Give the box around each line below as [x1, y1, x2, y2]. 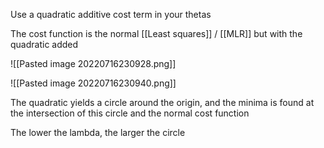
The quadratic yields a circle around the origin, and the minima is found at [10, 97, 315, 108]
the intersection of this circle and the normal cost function [10, 107, 250, 119]
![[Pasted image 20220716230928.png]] [10, 58, 177, 69]
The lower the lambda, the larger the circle [10, 127, 186, 138]
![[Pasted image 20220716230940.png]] [10, 77, 177, 89]
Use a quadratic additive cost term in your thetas [10, 9, 212, 20]
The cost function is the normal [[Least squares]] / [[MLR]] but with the [10, 28, 303, 39]
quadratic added [10, 39, 79, 50]
